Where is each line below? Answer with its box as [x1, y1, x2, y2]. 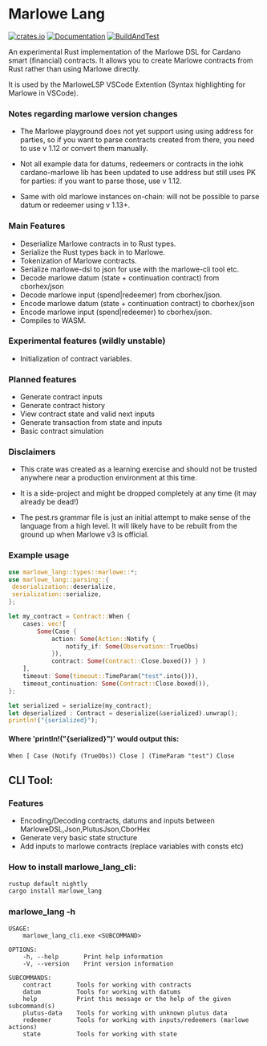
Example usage [8, 550, 70, 561]
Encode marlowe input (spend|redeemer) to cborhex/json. [19, 307, 212, 317]
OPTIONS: [8, 946, 38, 954]
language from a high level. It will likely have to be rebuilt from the [19, 521, 238, 531]
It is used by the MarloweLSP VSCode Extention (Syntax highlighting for [8, 80, 246, 89]
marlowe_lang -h [8, 906, 76, 917]
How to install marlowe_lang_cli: [8, 861, 137, 872]
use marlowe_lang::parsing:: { [8, 575, 110, 583]
